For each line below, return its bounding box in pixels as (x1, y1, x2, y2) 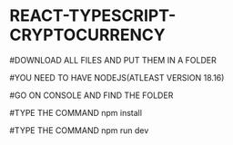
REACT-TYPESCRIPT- (9, 5, 177, 26)
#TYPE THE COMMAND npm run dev (9, 124, 149, 136)
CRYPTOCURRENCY (9, 24, 166, 45)
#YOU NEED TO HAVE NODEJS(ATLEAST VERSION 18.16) (9, 72, 225, 82)
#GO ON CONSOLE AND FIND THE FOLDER (9, 90, 174, 101)
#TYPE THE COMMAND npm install (9, 107, 143, 118)
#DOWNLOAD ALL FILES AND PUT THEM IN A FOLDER (9, 54, 217, 65)
